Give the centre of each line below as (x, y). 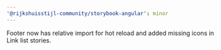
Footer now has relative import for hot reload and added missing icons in (110, 33)
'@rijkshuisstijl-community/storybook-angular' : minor (88, 13)
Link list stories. (29, 40)
